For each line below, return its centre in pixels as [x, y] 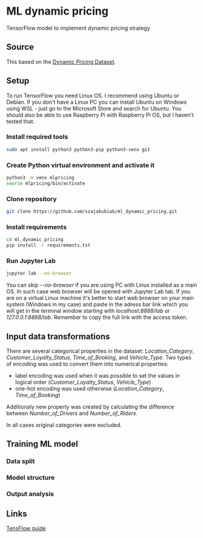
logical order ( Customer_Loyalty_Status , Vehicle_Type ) [83, 382]
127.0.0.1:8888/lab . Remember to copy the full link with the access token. [97, 318]
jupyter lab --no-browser [39, 274]
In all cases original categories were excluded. [64, 425]
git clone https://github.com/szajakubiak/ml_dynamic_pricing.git [92, 212]
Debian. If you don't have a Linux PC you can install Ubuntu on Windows [96, 102]
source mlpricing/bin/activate [46, 183]
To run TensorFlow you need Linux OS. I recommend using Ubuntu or [93, 95]
